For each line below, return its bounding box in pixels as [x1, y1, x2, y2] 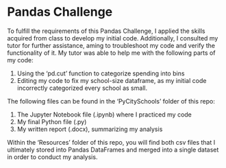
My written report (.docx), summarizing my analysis [16, 125, 163, 133]
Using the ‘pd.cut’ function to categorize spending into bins [16, 69, 185, 77]
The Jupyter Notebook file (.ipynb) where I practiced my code [16, 110, 192, 119]
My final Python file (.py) [16, 117, 87, 125]
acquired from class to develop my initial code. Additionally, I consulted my [7, 34, 218, 42]
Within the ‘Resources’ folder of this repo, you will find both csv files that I [7, 138, 216, 146]
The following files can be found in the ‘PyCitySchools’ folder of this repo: [7, 97, 216, 105]
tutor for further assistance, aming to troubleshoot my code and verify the [7, 41, 216, 49]
